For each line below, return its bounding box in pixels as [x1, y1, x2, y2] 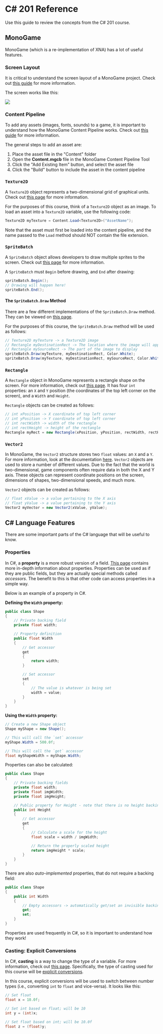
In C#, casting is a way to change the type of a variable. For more [5, 958, 137, 964]
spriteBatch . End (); [5, 287, 45, 292]
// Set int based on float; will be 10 [5, 1006, 86, 1011]
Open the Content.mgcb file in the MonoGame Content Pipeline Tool [12, 156, 150, 162]
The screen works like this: [5, 90, 59, 96]
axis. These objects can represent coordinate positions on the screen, [5, 472, 145, 478]
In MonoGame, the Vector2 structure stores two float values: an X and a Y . [5, 451, 154, 457]
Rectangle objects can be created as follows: [5, 402, 95, 408]
